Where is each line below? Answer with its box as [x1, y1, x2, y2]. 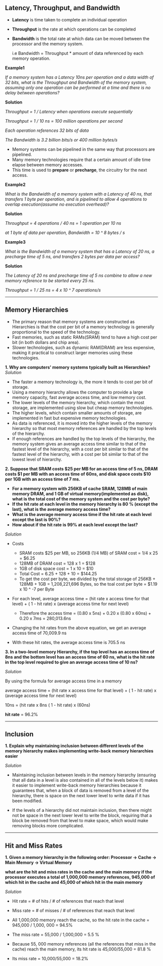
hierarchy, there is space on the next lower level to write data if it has [12, 793, 150, 799]
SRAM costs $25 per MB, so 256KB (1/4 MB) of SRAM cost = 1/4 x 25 [19, 550, 158, 556]
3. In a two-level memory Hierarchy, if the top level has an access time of [5, 649, 155, 655]
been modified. [12, 798, 43, 804]
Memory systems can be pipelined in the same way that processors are [12, 146, 155, 152]
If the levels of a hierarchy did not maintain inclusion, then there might [12, 807, 152, 813]
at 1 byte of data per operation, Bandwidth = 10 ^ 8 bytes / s [5, 230, 125, 235]
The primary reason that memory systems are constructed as [12, 319, 135, 324]
